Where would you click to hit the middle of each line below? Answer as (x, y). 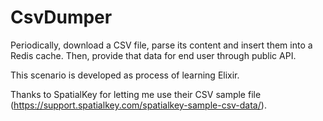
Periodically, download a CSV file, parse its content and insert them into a (161, 45)
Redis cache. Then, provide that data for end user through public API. (153, 55)
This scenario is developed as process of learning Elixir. (125, 75)
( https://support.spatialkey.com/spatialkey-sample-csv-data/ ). (138, 105)
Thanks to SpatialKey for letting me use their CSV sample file (136, 94)
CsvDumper (61, 17)
